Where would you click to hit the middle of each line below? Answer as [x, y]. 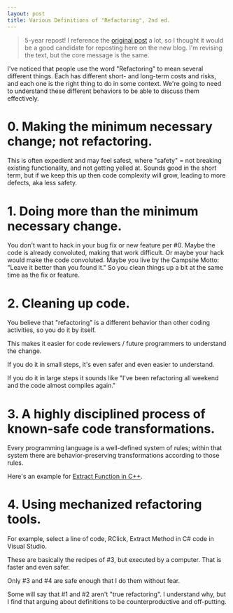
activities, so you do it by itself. [52, 330]
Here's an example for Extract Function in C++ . [75, 477]
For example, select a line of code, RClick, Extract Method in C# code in [111, 539]
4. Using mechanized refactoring [105, 505]
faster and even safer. [39, 568]
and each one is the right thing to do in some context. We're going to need [114, 83]
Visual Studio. [27, 547]
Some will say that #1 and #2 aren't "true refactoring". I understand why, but [116, 594]
